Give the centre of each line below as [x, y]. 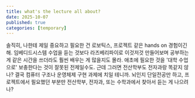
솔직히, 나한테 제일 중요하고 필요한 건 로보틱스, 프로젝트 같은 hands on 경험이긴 [97, 45]
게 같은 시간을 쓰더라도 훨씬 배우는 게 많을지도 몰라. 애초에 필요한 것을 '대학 [92, 60]
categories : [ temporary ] [36, 28]
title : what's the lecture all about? [53, 11]
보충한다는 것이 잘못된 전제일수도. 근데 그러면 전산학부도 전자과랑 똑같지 [100, 67]
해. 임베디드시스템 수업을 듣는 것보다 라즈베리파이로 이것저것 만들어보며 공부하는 [97, 53]
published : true [26, 22]
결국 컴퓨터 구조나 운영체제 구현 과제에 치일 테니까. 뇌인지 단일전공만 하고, [99, 75]
